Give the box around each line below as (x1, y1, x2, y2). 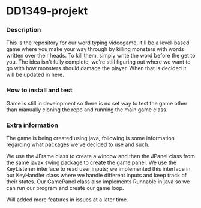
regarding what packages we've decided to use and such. (6, 141, 150, 148)
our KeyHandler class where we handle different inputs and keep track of (6, 172, 187, 179)
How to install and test (6, 86, 73, 94)
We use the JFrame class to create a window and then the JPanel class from (6, 153, 195, 160)
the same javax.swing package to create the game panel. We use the (6, 159, 177, 166)
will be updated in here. (6, 71, 64, 79)
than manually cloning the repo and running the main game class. (6, 106, 168, 113)
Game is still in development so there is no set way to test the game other (6, 100, 188, 107)
